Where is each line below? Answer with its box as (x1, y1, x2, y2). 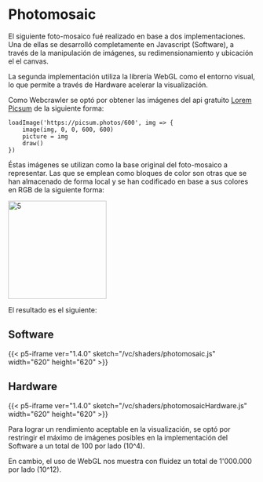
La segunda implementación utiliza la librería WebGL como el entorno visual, (8, 71, 255, 81)
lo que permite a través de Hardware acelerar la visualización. (8, 80, 208, 89)
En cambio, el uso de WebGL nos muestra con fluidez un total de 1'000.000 (8, 456, 253, 466)
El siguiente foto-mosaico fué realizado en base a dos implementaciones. (8, 31, 246, 41)
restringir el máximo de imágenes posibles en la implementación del (8, 433, 228, 442)
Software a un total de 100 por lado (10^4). (8, 441, 145, 451)
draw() (22, 139, 44, 147)
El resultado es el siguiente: (8, 305, 97, 315)
